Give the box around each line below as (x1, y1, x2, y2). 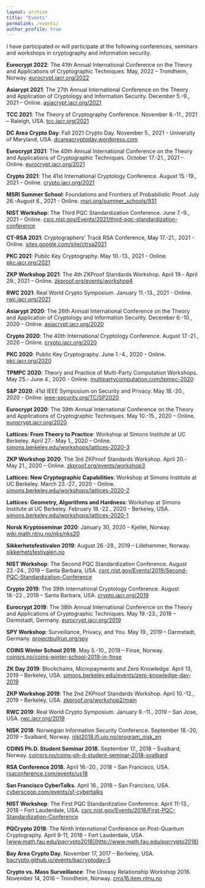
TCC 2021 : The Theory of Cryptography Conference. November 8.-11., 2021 (6, 111, 198, 118)
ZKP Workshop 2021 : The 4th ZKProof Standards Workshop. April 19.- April (6, 271, 198, 278)
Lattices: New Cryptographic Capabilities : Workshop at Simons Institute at (6, 474, 197, 481)
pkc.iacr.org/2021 (6, 259, 51, 266)
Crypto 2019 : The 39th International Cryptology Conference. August (6, 585, 179, 592)
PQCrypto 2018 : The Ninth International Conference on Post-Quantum (6, 825, 184, 832)
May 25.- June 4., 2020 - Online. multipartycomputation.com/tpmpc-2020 (6, 376, 194, 383)
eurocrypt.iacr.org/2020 (6, 419, 67, 426)
